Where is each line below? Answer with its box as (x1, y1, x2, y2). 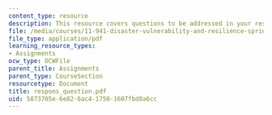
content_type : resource (8, 11, 89, 20)
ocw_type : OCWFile (8, 57, 70, 66)
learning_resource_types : (8, 42, 96, 50)
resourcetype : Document (8, 79, 89, 87)
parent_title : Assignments (8, 65, 100, 73)
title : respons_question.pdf (8, 87, 107, 96)
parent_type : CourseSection (8, 72, 104, 80)
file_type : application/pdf (8, 34, 104, 43)
